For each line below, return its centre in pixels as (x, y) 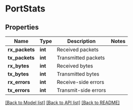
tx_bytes (18, 74)
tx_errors (19, 90)
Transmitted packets (81, 58)
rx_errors (19, 82)
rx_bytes (18, 66)
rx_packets (21, 49)
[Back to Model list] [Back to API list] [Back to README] (62, 102)
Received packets (78, 49)
